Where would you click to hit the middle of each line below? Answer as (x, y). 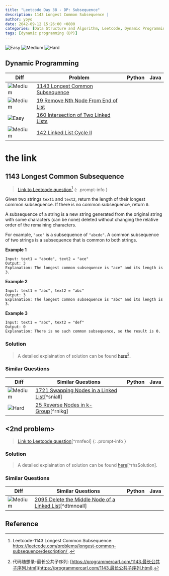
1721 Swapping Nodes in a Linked (76, 390)
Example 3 (16, 313)
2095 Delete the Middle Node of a (75, 500)
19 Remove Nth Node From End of (77, 100)
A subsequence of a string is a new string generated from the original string (84, 214)
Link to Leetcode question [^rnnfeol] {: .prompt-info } (72, 441)
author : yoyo (19, 19)
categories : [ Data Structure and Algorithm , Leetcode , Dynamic (73, 29)
